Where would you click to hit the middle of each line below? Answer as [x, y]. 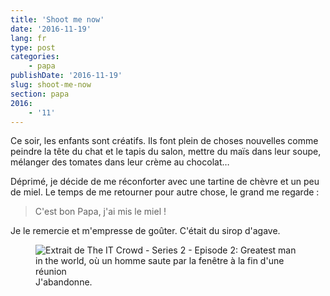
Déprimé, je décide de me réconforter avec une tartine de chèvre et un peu [165, 182]
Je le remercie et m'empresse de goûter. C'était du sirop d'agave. [145, 231]
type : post [33, 47]
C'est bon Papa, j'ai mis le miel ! [100, 212]
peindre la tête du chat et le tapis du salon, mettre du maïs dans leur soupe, [166, 152]
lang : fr [28, 38]
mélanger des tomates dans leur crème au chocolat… [120, 162]
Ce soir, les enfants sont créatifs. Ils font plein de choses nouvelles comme [164, 141]
